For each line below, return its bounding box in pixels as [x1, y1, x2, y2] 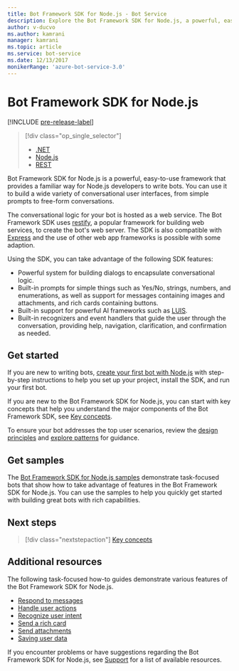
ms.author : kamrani [7, 30, 65, 38]
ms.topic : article [7, 43, 62, 51]
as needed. [17, 329, 51, 337]
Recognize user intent [17, 611, 83, 620]
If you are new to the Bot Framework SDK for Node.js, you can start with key [7, 397, 231, 406]
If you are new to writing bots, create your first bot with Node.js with [7, 368, 208, 377]
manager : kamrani [7, 37, 59, 44]
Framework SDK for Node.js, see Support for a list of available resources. [7, 655, 222, 664]
